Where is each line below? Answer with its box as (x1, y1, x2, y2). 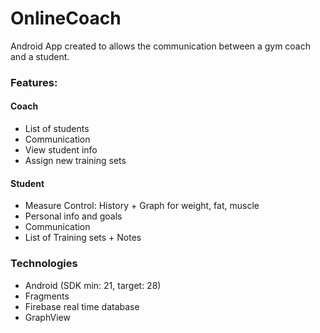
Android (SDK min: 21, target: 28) (24, 279, 162, 291)
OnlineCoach (10, 7, 122, 30)
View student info (24, 144, 98, 156)
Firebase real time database (24, 300, 140, 312)
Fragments (24, 290, 70, 302)
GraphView (24, 311, 71, 323)
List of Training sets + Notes (24, 232, 142, 244)
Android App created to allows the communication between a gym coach (10, 40, 311, 52)
